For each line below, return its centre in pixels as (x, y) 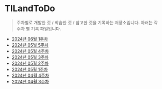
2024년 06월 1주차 (30, 39)
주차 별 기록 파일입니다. (39, 28)
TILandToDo (30, 9)
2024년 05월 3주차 (30, 57)
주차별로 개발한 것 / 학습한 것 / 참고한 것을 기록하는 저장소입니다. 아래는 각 (87, 22)
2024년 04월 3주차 (30, 81)
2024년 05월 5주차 (30, 45)
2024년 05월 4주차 (30, 51)
